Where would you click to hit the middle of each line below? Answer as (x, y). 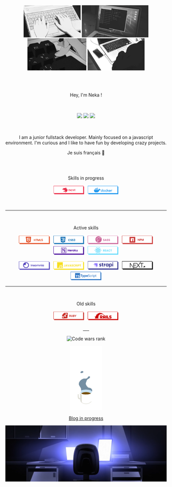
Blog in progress (86, 418)
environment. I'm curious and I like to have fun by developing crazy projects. (86, 143)
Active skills (86, 228)
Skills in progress (86, 178)
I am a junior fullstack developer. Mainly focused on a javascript (86, 137)
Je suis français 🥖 (86, 153)
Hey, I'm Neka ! (86, 95)
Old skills (86, 304)
